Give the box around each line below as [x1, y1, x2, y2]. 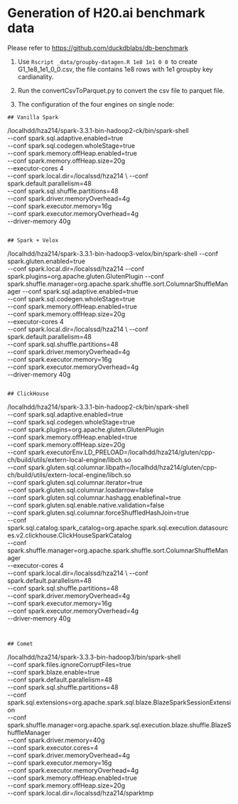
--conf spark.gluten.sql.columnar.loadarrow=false [7, 486, 154, 494]
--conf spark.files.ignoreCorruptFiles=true [7, 660, 131, 669]
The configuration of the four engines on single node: [17, 100, 175, 108]
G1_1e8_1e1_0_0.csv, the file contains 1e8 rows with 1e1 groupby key [17, 65, 213, 73]
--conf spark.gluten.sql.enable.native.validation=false [7, 500, 165, 509]
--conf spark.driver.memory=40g [7, 736, 105, 744]
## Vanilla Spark [7, 114, 59, 121]
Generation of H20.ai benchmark [7, 5, 206, 21]
